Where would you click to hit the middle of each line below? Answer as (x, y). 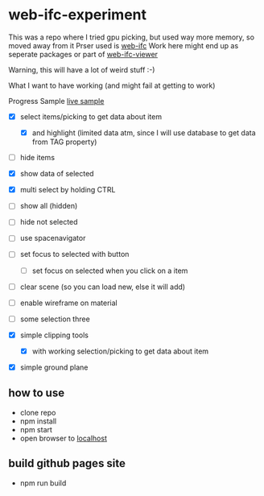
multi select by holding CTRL (68, 190)
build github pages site (67, 463)
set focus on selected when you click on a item (110, 271)
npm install (38, 421)
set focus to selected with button (74, 254)
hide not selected (49, 222)
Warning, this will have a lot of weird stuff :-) (82, 69)
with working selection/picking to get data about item (120, 351)
